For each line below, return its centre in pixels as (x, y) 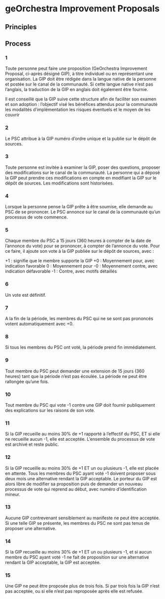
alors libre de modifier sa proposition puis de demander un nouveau (74, 484)
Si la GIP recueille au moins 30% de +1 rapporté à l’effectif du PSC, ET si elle (82, 434)
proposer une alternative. (31, 528)
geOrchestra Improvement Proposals (82, 9)
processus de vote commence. (36, 217)
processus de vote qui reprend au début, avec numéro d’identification (76, 489)
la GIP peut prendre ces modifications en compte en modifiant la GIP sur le (81, 178)
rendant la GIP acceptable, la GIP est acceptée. (53, 562)
